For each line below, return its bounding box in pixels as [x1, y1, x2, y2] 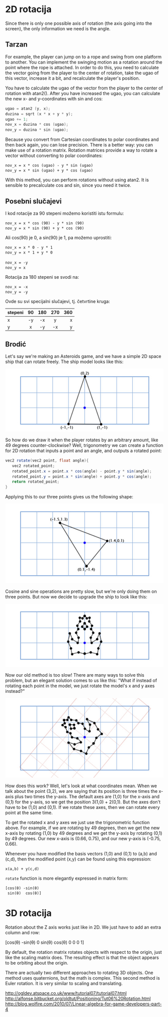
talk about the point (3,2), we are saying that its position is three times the [5, 788, 158, 794]
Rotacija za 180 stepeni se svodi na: [5, 274, 79, 280]
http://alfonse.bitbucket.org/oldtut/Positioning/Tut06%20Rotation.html [5, 995, 151, 1001]
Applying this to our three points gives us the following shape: [5, 494, 133, 500]
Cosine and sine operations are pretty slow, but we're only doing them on [5, 588, 157, 594]
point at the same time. [5, 809, 53, 816]
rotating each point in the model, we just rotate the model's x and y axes [5, 683, 155, 689]
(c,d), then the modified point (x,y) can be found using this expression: [5, 856, 152, 862]
